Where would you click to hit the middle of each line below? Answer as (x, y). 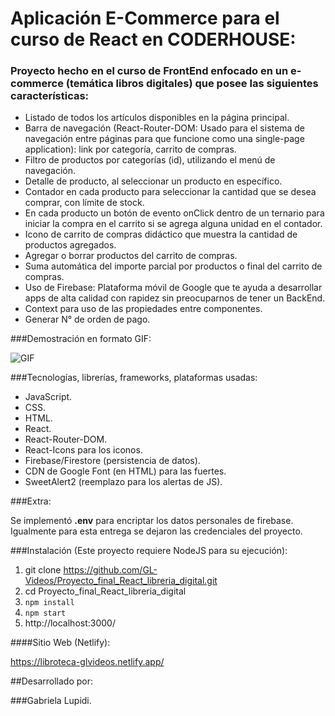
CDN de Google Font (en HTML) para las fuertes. (125, 471)
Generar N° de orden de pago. (87, 319)
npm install (49, 603)
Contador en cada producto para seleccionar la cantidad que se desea (170, 192)
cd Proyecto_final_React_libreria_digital (105, 591)
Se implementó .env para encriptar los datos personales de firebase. (152, 521)
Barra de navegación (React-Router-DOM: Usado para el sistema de (164, 128)
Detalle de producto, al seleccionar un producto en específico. (153, 181)
